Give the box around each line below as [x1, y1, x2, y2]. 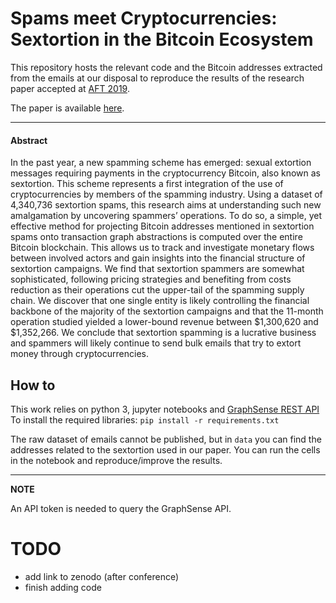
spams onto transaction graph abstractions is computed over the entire [10, 231, 303, 243]
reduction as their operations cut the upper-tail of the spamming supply [10, 284, 305, 296]
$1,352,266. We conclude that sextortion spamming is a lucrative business [10, 327, 317, 339]
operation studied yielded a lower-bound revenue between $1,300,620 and [10, 316, 319, 328]
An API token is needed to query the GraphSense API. [10, 502, 232, 514]
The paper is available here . [10, 102, 125, 114]
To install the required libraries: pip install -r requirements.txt [10, 413, 280, 426]
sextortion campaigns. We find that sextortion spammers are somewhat [10, 263, 305, 275]
